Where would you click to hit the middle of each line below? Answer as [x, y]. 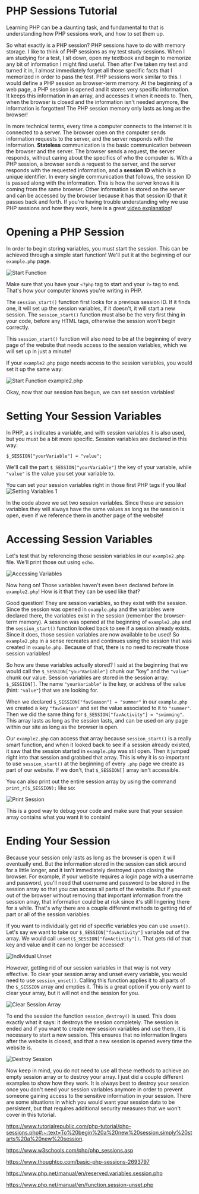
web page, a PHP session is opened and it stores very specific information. [98, 89]
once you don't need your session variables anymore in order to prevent [94, 1089]
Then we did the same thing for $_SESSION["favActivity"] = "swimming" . [95, 714]
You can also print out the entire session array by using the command [91, 781]
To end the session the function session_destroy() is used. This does [91, 1016]
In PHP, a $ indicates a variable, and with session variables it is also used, [96, 432]
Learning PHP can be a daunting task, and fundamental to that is [85, 27]
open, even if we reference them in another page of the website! [85, 515]
